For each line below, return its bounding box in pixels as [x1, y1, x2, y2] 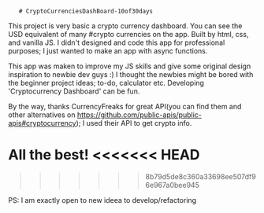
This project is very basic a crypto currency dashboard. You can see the [8, 21, 243, 31]
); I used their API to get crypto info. [76, 119, 192, 127]
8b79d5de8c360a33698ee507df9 [145, 171, 256, 181]
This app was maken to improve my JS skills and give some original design [8, 61, 251, 71]
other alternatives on [8, 110, 76, 119]
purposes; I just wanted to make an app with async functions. [8, 46, 208, 55]
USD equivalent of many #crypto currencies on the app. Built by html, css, [8, 30, 249, 39]
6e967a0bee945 [145, 180, 199, 189]
